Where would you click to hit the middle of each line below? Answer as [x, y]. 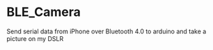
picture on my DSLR [35, 38]
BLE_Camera [44, 12]
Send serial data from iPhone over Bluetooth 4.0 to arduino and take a [106, 31]
